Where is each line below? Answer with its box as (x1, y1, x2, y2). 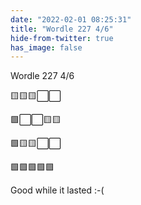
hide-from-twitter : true (10, 33, 114, 43)
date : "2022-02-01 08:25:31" (10, 14, 132, 25)
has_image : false (10, 42, 83, 53)
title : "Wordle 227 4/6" (10, 24, 114, 34)
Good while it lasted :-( (10, 184, 105, 196)
